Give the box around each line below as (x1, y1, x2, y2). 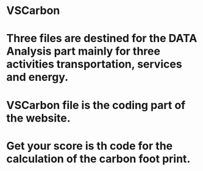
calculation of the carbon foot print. (6, 152, 191, 166)
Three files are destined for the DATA (6, 32, 198, 46)
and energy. (6, 71, 69, 84)
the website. (6, 111, 71, 125)
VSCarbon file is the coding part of (6, 98, 186, 112)
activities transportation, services (6, 57, 182, 71)
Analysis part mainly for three (6, 44, 160, 58)
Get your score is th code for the (6, 139, 173, 153)
